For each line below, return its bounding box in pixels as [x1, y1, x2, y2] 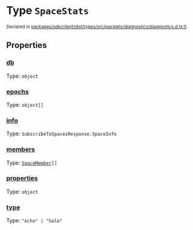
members [6, 145, 35, 154]
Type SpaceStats [6, 4, 90, 18]
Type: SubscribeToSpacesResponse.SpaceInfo [6, 130, 117, 137]
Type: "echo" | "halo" [6, 217, 63, 225]
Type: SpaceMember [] [6, 159, 57, 166]
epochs [6, 87, 29, 96]
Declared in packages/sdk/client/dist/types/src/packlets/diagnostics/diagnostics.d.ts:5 [6, 24, 187, 30]
